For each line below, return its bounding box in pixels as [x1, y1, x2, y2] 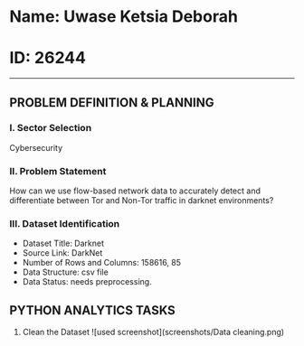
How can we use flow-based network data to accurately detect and [9, 185, 261, 196]
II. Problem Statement [9, 164, 107, 177]
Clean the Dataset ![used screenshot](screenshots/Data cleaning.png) [22, 327, 285, 338]
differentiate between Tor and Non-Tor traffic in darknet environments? [9, 195, 274, 206]
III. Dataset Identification [9, 218, 120, 230]
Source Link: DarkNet [22, 248, 103, 258]
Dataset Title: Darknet [22, 238, 105, 249]
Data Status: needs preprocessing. [22, 276, 152, 287]
